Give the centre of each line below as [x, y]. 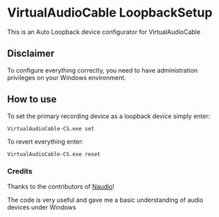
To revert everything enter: [45, 141]
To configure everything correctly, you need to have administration [103, 70]
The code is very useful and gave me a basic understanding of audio [105, 200]
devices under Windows [42, 207]
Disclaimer [31, 54]
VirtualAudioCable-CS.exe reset [54, 154]
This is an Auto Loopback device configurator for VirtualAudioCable [104, 32]
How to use [32, 99]
